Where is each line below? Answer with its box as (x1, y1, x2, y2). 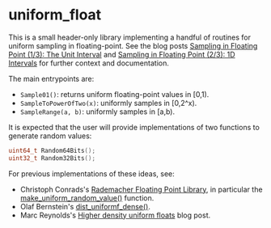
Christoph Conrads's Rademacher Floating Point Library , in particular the (19, 184, 263, 194)
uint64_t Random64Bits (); (8, 146, 95, 154)
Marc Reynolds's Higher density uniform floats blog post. (19, 210, 211, 220)
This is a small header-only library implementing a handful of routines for (8, 32, 252, 42)
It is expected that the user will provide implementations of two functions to (8, 122, 260, 132)
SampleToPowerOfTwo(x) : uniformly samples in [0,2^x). (19, 98, 197, 108)
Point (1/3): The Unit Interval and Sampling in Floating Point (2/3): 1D (8, 49, 236, 59)
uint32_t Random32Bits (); (8, 154, 95, 163)
